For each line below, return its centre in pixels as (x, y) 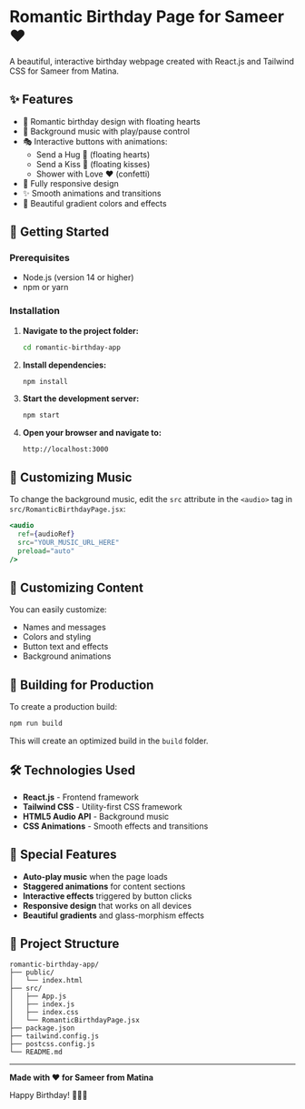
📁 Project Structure (64, 944)
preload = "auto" (46, 551)
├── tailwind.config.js (54, 1036)
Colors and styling (57, 637)
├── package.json (42, 1028)
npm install (45, 381)
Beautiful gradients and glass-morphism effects (113, 915)
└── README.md (36, 1053)
